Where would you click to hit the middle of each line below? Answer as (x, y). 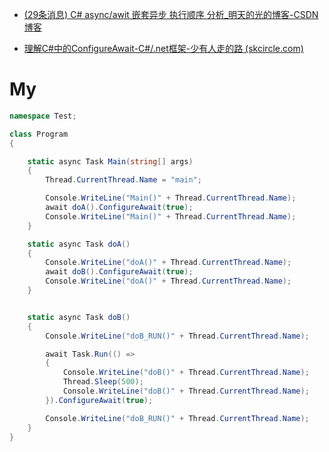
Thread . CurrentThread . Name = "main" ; (123, 180)
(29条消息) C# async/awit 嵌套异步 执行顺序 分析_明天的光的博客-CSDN (171, 14)
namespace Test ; (43, 116)
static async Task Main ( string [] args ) (110, 161)
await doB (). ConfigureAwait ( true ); (119, 272)
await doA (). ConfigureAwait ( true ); (119, 208)
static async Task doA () (79, 244)
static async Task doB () (79, 317)
